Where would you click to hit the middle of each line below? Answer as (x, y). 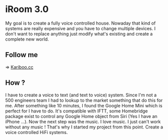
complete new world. (27, 39)
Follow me (22, 55)
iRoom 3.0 (27, 9)
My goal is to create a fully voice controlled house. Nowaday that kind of (80, 23)
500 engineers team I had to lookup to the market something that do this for (84, 100)
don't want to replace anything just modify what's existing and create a (79, 34)
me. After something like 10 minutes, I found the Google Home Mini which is (84, 105)
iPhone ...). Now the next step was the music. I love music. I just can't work (83, 121)
